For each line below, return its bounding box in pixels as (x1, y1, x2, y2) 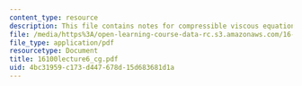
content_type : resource (9, 13, 99, 22)
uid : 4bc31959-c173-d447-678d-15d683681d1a (9, 64, 175, 73)
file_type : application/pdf (9, 38, 115, 47)
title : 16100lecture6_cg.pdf (9, 55, 119, 64)
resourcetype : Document (9, 47, 99, 56)
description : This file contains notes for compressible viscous (9, 21, 259, 30)
